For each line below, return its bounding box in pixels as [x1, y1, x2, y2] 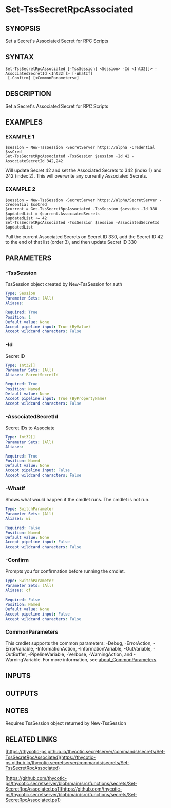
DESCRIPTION [5, 89, 51, 98]
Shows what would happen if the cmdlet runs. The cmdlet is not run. [5, 497, 150, 503]
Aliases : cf [5, 588, 31, 593]
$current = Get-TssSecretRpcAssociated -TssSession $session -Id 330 [5, 206, 158, 212]
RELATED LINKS [5, 735, 58, 744]
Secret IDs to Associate [5, 425, 55, 431]
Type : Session [5, 291, 36, 296]
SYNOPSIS [5, 24, 41, 33]
